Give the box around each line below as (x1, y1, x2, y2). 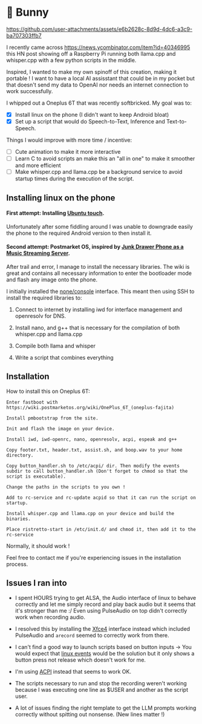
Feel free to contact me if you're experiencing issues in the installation (6, 554, 181, 561)
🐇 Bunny (6, 5, 50, 19)
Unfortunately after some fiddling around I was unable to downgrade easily (6, 223, 194, 230)
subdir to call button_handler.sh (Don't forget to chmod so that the (6, 468, 188, 474)
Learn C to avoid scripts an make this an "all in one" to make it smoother (15, 155, 195, 162)
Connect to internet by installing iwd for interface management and (15, 306, 183, 314)
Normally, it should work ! (6, 542, 70, 550)
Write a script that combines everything (15, 354, 114, 361)
